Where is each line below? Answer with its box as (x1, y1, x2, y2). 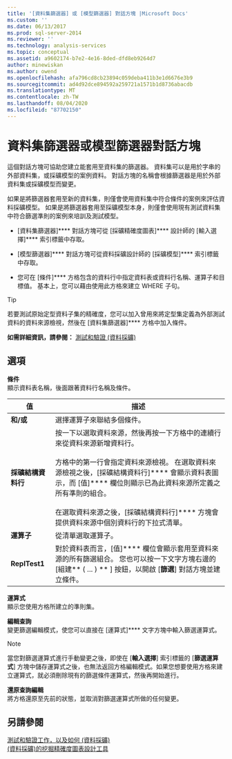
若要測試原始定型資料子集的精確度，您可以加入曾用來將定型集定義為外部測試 (7, 309, 225, 318)
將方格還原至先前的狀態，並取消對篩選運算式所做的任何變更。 (7, 694, 183, 702)
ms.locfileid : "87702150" (7, 106, 81, 113)
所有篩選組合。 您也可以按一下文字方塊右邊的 (68, 554, 216, 564)
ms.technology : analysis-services (7, 42, 107, 49)
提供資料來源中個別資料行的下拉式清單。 (55, 517, 187, 527)
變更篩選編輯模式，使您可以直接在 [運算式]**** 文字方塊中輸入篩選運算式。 (7, 626, 221, 634)
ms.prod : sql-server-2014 (7, 29, 81, 37)
